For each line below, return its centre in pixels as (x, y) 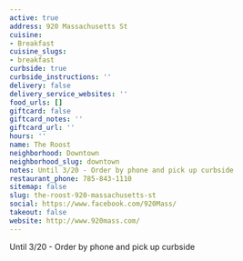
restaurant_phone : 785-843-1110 (71, 178)
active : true (34, 18)
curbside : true (38, 69)
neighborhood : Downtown (55, 153)
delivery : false (40, 85)
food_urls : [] (36, 102)
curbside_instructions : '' (61, 77)
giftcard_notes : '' (46, 119)
